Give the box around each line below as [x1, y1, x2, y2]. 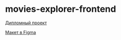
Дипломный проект [5, 20, 47, 26]
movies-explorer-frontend [5, 3, 116, 15]
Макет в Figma [5, 29, 36, 35]
